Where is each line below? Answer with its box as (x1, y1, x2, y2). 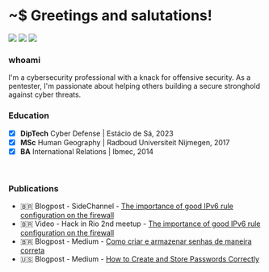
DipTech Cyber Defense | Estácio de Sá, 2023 (19, 128, 174, 138)
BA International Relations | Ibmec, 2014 (19, 146, 154, 156)
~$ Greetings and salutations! (8, 6, 212, 25)
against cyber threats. (8, 90, 82, 99)
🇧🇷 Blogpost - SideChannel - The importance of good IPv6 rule (19, 201, 234, 211)
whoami (8, 54, 41, 65)
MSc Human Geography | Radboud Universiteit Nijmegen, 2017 (19, 137, 230, 147)
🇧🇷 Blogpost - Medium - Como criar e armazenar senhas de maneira (19, 236, 252, 246)
